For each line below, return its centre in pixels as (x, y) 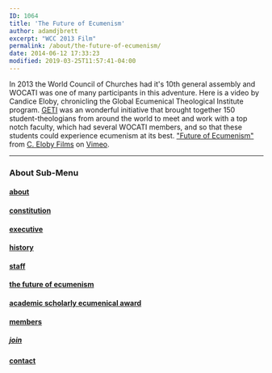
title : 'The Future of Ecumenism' (67, 23)
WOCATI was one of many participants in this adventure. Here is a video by (134, 92)
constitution (30, 210)
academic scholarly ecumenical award (75, 303)
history (22, 248)
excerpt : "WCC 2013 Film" (52, 38)
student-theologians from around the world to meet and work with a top (128, 118)
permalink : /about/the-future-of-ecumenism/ (85, 46)
